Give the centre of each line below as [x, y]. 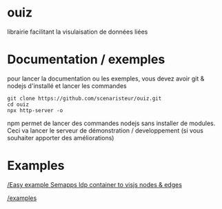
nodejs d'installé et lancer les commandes [67, 86]
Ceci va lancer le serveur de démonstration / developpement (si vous [105, 130]
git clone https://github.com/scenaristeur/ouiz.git [84, 98]
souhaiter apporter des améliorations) [61, 137]
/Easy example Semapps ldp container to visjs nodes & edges [95, 184]
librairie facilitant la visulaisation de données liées [78, 32]
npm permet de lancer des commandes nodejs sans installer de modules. [111, 123]
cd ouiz [18, 104]
